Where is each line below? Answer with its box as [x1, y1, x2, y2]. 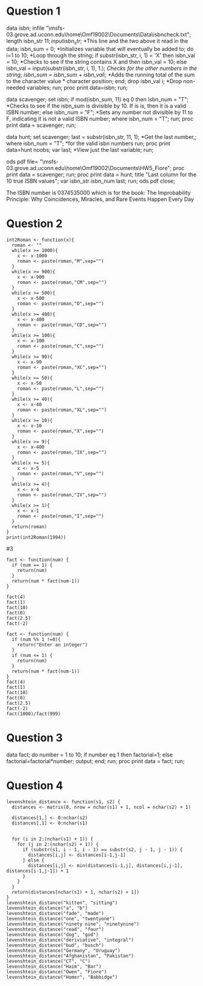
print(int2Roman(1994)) [6, 534, 67, 540]
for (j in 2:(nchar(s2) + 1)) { [17, 841, 99, 848]
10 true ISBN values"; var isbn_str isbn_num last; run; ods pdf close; [6, 177, 176, 185]
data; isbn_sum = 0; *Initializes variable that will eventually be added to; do [6, 45, 194, 52]
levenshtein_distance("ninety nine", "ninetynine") [6, 921, 139, 927]
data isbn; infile [6, 24, 45, 32]
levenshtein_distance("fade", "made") [6, 910, 104, 916]
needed [6, 84, 25, 91]
